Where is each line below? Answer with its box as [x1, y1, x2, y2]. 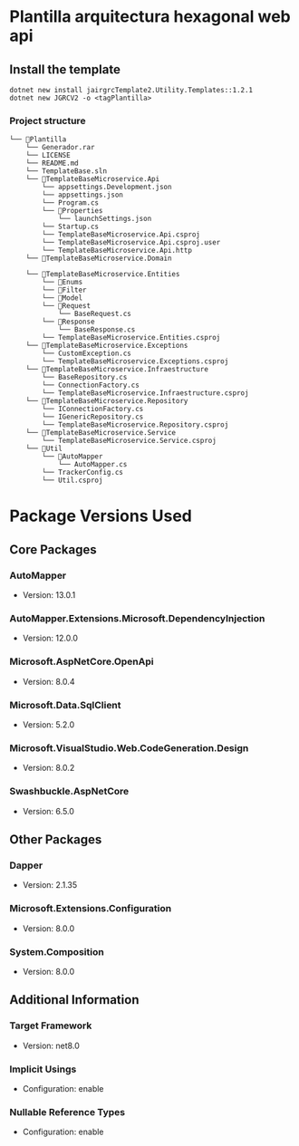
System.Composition [9, 945, 104, 958]
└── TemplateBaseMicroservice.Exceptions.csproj [42, 357, 229, 366]
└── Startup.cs [42, 222, 100, 232]
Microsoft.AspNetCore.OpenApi [9, 655, 154, 668]
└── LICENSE [25, 151, 71, 160]
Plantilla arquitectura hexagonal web [9, 6, 292, 27]
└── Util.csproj [42, 476, 103, 486]
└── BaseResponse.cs [57, 325, 136, 334]
